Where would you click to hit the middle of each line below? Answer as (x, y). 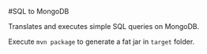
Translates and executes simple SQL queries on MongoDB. (104, 26)
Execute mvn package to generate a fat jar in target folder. (102, 41)
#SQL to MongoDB (39, 11)
